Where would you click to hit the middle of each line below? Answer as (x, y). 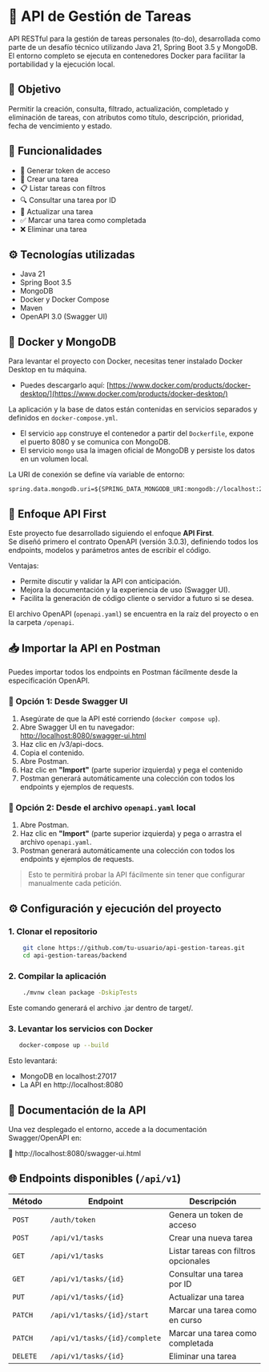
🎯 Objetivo (35, 89)
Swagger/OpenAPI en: (45, 1138)
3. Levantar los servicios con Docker (81, 1029)
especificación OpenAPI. (49, 680)
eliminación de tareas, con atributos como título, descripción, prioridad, (126, 117)
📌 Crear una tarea (49, 179)
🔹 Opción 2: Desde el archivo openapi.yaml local (102, 808)
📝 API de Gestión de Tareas (100, 16)
